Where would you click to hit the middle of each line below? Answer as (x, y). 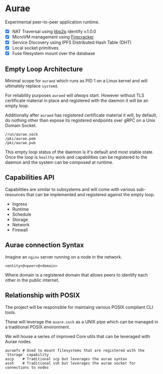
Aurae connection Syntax (45, 245)
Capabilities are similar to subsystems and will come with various (70, 189)
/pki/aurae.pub (20, 143)
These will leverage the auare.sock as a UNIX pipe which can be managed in (82, 321)
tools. (11, 312)
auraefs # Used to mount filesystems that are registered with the (75, 350)
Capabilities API (30, 178)
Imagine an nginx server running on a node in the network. (64, 257)
